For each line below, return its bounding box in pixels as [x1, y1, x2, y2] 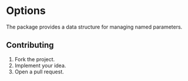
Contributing [6, 40, 54, 50]
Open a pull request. [14, 68, 65, 75]
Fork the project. [14, 55, 55, 62]
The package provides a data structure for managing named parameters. [6, 23, 183, 30]
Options [6, 4, 46, 17]
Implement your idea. [14, 62, 66, 69]
